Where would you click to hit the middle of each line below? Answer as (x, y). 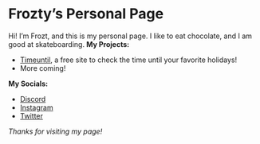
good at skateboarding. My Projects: (69, 44)
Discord (33, 99)
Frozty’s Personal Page (86, 14)
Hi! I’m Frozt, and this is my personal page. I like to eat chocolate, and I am (130, 36)
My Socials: (28, 84)
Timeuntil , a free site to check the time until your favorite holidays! (128, 60)
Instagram (36, 107)
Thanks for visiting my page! (55, 131)
